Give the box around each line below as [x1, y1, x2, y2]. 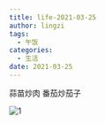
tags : [9, 29, 29, 38]
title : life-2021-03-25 [9, 12, 97, 22]
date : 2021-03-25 [9, 63, 73, 72]
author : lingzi [9, 21, 65, 30]
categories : [9, 46, 53, 55]
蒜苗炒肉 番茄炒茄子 [9, 88, 81, 98]
